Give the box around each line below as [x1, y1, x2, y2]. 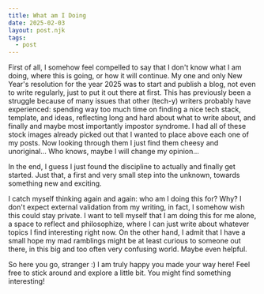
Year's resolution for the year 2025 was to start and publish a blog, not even [8, 80, 256, 89]
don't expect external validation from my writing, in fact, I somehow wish [8, 202, 245, 212]
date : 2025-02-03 [8, 19, 66, 27]
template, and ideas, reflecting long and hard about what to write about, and [8, 113, 256, 122]
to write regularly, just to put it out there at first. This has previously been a [8, 88, 251, 97]
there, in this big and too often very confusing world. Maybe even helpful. [8, 244, 247, 254]
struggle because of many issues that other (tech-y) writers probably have [8, 96, 251, 106]
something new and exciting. [8, 179, 102, 188]
